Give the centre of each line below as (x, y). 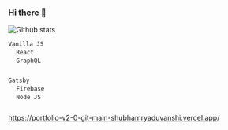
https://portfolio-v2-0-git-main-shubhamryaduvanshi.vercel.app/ (114, 118)
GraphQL (28, 61)
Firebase (30, 89)
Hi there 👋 (28, 13)
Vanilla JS (26, 44)
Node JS (28, 98)
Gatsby (19, 81)
